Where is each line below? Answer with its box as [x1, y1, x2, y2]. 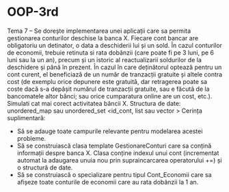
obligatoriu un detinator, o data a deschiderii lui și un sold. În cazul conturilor [7, 41, 222, 49]
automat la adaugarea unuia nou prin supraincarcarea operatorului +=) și [16, 156, 222, 164]
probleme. [16, 134, 46, 142]
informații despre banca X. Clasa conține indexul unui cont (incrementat [16, 148, 219, 157]
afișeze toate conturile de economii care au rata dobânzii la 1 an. [16, 178, 199, 186]
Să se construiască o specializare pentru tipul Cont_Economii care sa [16, 170, 212, 178]
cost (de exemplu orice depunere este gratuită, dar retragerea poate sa [7, 77, 207, 85]
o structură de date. [16, 163, 73, 172]
